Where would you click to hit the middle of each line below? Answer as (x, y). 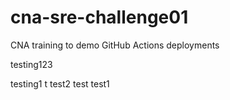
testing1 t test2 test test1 (60, 83)
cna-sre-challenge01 (99, 17)
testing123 (31, 64)
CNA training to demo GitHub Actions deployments (115, 45)
